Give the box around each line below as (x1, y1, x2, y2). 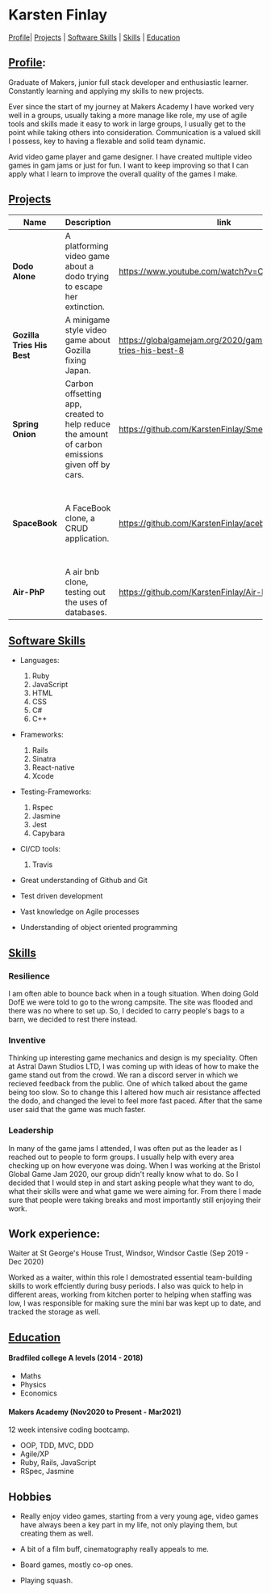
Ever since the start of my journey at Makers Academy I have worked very (8, 101, 255, 111)
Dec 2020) (8, 1257, 44, 1267)
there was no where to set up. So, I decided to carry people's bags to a (8, 1006, 244, 1016)
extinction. (65, 301, 105, 312)
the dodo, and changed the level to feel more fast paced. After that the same (8, 1096, 263, 1106)
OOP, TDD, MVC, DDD (19, 1441, 94, 1451)
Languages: (19, 656, 60, 665)
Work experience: (8, 1227, 101, 1241)
